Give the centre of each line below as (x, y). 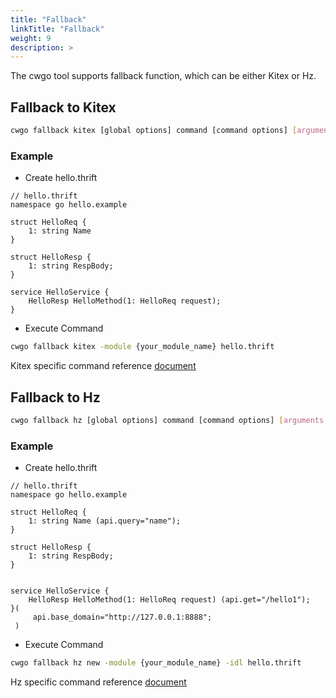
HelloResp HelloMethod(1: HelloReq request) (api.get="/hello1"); (169, 600)
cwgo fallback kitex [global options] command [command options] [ (154, 131)
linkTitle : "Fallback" (57, 29)
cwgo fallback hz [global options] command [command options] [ (147, 420)
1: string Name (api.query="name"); (105, 521)
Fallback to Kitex (63, 107)
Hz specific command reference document (98, 682)
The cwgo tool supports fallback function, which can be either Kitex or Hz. (163, 76)
